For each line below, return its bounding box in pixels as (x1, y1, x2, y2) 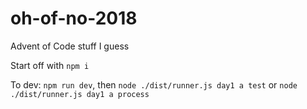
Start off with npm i (10, 59, 90, 71)
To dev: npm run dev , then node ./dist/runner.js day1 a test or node (10, 78, 298, 91)
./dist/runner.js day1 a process (10, 89, 150, 99)
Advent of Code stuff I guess (10, 40, 130, 52)
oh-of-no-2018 (10, 7, 138, 30)
